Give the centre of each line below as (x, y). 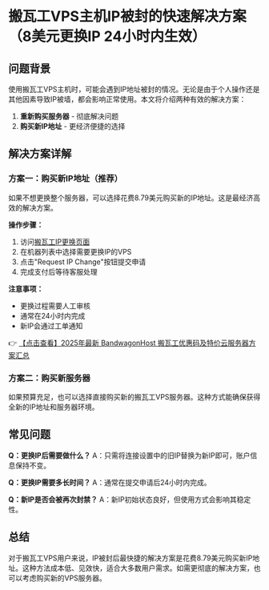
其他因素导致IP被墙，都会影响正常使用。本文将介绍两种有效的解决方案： (127, 99)
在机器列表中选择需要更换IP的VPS (76, 251)
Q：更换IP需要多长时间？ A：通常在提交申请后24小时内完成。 (110, 482)
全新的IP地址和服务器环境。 (54, 407)
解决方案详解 (40, 154)
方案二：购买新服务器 (49, 378)
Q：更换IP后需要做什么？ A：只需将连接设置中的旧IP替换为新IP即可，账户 (129, 455)
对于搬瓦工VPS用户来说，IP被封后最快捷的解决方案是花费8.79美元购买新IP (130, 558)
